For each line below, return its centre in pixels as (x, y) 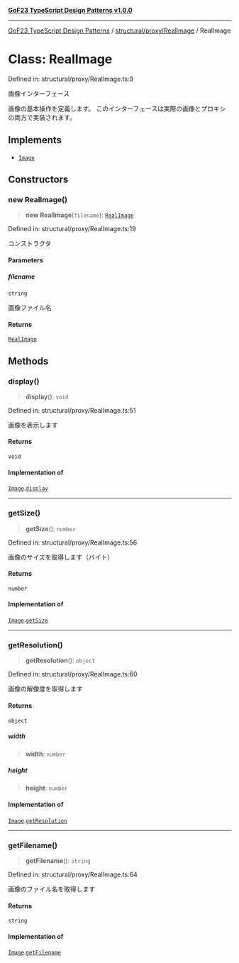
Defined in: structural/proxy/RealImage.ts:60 (73, 674)
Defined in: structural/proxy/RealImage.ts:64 (73, 874)
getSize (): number (51, 528)
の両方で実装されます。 (42, 117)
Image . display (28, 488)
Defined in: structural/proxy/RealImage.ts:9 (71, 79)
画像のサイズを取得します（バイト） (61, 557)
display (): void (47, 396)
